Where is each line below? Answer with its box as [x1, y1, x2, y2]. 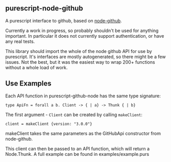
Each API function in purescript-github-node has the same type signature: [5, 93, 161, 99]
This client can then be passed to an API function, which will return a [5, 145, 150, 152]
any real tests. [5, 38, 35, 44]
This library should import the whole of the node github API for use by [5, 48, 152, 54]
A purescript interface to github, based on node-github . [5, 17, 122, 23]
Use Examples [5, 79, 52, 88]
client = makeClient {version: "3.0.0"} [5, 121, 93, 126]
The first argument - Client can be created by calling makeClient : [5, 112, 143, 118]
